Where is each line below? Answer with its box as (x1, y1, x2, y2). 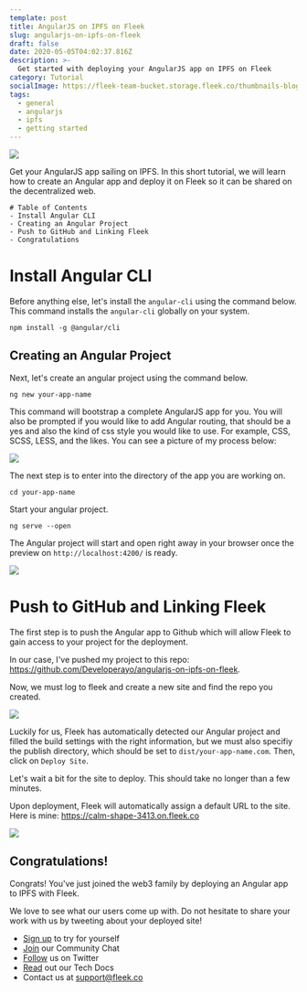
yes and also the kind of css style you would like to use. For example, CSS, (9, 425, 291, 436)
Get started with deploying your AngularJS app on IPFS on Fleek (17, 65, 272, 74)
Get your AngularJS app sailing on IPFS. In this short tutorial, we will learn (9, 166, 286, 176)
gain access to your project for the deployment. (9, 636, 189, 647)
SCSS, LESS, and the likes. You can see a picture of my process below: (9, 435, 277, 446)
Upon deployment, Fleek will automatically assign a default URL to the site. (9, 800, 291, 811)
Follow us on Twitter (22, 952, 99, 963)
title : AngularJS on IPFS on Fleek (9, 22, 145, 31)
